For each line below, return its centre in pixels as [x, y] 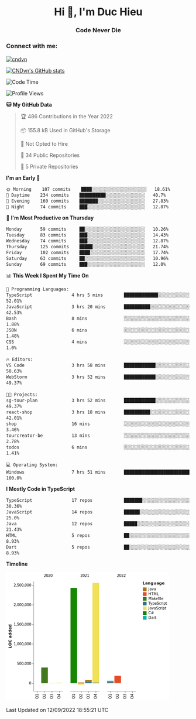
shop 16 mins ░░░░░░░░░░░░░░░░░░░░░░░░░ [98, 424]
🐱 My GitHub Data [29, 105]
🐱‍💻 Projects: [22, 395]
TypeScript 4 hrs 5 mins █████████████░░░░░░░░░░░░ [98, 295]
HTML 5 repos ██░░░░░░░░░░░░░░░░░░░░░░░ [98, 536]
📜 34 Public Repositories [50, 155]
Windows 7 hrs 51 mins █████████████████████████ [98, 473]
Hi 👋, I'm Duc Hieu [98, 12]
